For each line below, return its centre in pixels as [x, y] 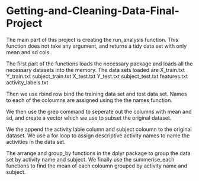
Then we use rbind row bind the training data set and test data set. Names [97, 94]
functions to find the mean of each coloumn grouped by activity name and [97, 166]
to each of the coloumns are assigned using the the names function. [89, 100]
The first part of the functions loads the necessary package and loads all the [99, 64]
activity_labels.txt [27, 82]
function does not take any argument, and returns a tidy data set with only [97, 46]
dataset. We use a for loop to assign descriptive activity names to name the [98, 135]
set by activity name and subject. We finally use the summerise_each [90, 159]
